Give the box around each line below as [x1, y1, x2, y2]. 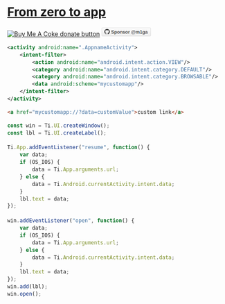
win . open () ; [7, 290, 42, 297]
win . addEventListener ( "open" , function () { [7, 217, 135, 224]
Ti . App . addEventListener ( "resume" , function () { [7, 144, 150, 151]
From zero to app [7, 4, 106, 20]
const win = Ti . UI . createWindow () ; [7, 122, 110, 129]
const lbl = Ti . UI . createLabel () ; [7, 129, 107, 136]
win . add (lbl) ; [7, 283, 48, 290]
